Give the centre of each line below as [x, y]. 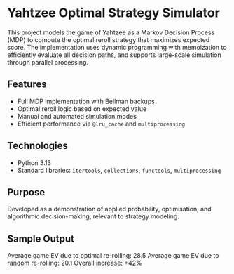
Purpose [26, 192]
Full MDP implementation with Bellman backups [86, 101]
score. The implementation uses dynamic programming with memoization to [117, 47]
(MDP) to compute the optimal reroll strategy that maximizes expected [109, 39]
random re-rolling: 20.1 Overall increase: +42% [75, 263]
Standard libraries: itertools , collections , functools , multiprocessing [119, 170]
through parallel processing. [48, 62]
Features [27, 85]
